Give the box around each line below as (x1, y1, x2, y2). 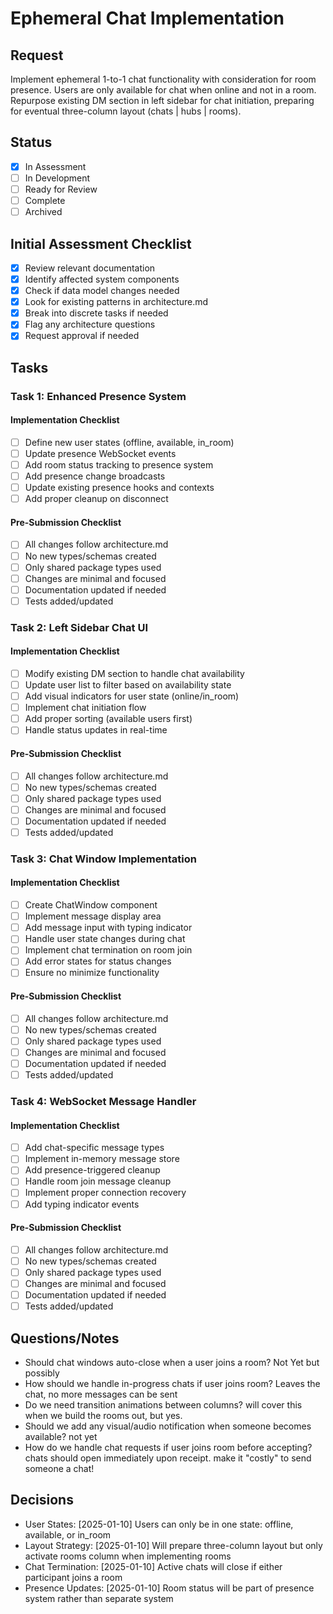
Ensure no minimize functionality (24, 967, 160, 979)
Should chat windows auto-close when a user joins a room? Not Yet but (24, 1356, 320, 1368)
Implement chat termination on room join (24, 944, 193, 956)
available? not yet (24, 1430, 98, 1442)
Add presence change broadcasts (24, 470, 166, 482)
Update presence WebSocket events (24, 447, 177, 459)
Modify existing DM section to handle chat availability (24, 667, 245, 679)
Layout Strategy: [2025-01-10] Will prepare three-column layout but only (24, 1539, 323, 1551)
